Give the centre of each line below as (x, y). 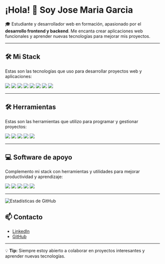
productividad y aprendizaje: (34, 177)
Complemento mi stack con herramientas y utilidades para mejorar (72, 172)
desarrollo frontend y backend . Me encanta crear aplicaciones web (74, 31)
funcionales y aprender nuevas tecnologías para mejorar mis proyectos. (78, 36)
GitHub (19, 237)
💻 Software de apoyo (39, 157)
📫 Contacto (24, 217)
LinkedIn (21, 231)
